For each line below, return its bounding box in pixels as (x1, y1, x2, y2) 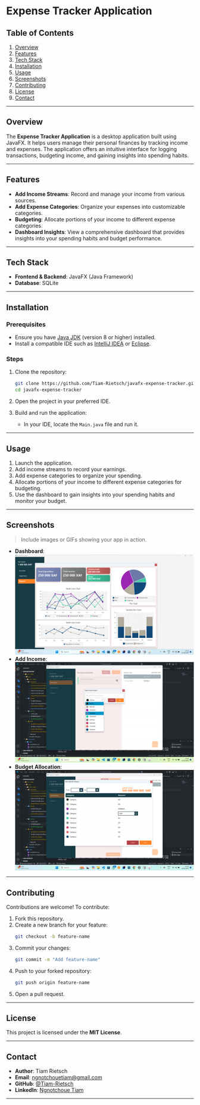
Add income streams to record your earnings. (14, 465, 127, 472)
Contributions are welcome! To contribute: (6, 903, 110, 910)
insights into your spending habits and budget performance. (14, 234, 162, 242)
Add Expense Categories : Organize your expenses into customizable (14, 203, 186, 210)
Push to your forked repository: (14, 967, 92, 974)
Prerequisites (6, 320, 46, 328)
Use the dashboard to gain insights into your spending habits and (14, 491, 175, 498)
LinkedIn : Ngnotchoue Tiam (14, 1087, 84, 1094)
